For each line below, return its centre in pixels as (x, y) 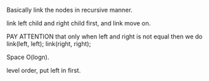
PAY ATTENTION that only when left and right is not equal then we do (104, 36)
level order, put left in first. (44, 70)
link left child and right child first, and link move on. (79, 23)
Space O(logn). (28, 57)
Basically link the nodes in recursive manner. (69, 10)
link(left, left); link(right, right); (49, 44)
